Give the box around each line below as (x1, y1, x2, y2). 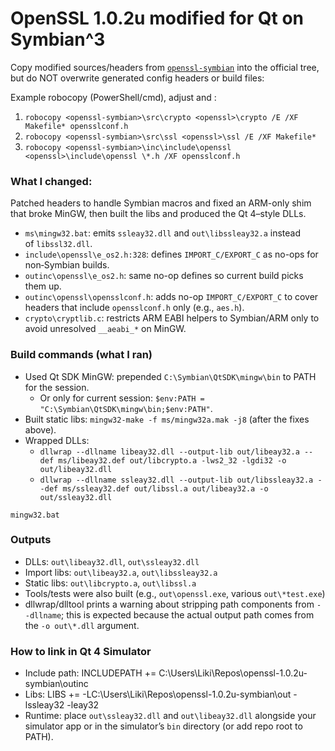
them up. (24, 280, 62, 292)
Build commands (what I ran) (10, 348, 153, 362)
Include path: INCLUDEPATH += (24, 667, 157, 679)
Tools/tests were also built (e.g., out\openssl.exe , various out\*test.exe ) (24, 587, 326, 599)
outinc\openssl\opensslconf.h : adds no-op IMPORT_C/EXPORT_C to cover (24, 291, 319, 303)
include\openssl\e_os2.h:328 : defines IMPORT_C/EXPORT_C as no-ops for (24, 248, 319, 261)
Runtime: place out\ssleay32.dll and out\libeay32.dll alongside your (24, 710, 317, 722)
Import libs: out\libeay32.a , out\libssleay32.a (24, 566, 218, 578)
